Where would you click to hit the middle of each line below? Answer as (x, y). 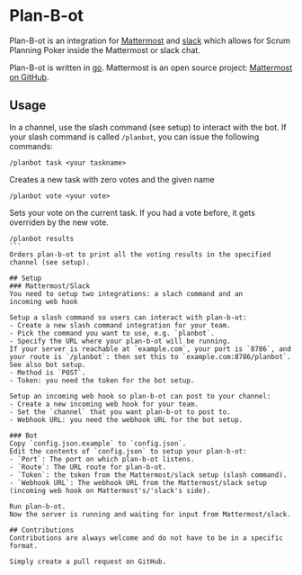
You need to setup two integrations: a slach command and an (126, 293)
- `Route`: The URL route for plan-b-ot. (88, 467)
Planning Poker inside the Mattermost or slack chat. (105, 49)
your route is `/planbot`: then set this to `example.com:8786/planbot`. (151, 356)
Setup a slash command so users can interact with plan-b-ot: (128, 317)
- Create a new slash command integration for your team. (120, 325)
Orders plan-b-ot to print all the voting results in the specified (140, 254)
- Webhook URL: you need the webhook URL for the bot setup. (126, 419)
